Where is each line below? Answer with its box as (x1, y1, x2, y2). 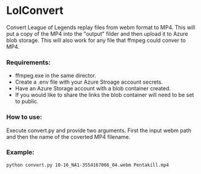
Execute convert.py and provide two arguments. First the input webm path (6, 127, 192, 134)
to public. (15, 98, 39, 105)
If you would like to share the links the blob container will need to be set (15, 92, 194, 99)
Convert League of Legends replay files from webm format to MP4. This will (6, 24, 196, 31)
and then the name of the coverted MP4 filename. (6, 133, 131, 140)
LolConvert (6, 4, 64, 18)
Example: (6, 148, 35, 156)
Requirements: (6, 58, 51, 67)
